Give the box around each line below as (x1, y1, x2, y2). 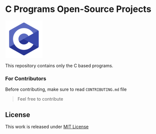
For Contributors (5, 75, 46, 82)
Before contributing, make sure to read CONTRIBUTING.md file (5, 86, 127, 93)
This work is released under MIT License (5, 124, 89, 130)
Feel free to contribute (17, 96, 63, 102)
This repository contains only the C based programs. (5, 62, 114, 68)
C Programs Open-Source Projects (5, 3, 152, 15)
